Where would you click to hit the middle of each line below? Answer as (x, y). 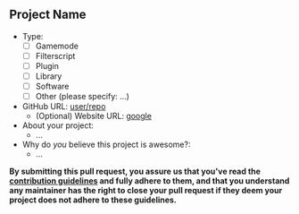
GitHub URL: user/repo (64, 107)
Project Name (48, 15)
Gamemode (57, 46)
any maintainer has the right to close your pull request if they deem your (146, 191)
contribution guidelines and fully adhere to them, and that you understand (149, 181)
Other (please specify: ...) (82, 97)
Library (49, 76)
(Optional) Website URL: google (93, 116)
